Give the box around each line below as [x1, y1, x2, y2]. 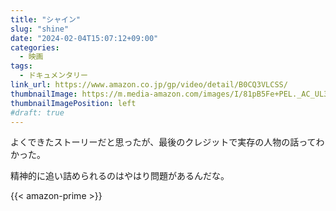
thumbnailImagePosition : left [10, 98, 137, 108]
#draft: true [10, 107, 65, 118]
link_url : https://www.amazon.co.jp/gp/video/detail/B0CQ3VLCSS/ [10, 80, 288, 90]
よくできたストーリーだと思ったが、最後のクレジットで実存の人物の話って [10, 136, 317, 148]
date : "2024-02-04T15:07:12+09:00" [10, 33, 159, 43]
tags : [10, 61, 33, 71]
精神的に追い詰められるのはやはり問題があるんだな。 [10, 170, 230, 182]
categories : [10, 42, 60, 53]
